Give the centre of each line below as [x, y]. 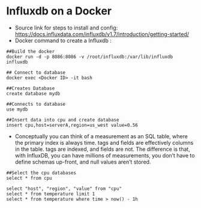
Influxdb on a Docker [59, 11]
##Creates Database [31, 88]
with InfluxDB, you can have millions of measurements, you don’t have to [105, 155]
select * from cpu [29, 178]
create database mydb [33, 93]
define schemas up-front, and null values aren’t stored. [83, 162]
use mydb [17, 109]
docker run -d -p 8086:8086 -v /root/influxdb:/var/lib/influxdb [89, 57]
